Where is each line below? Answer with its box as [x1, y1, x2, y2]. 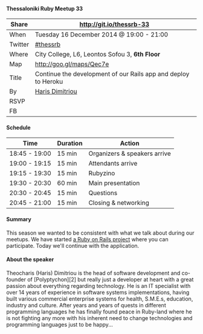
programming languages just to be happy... [6, 321, 114, 328]
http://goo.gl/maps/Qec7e [34, 60, 109, 68]
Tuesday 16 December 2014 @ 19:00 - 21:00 [34, 30, 169, 39]
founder [6, 276, 26, 283]
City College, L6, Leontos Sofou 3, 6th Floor [34, 50, 161, 59]
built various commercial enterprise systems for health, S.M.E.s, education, [6, 295, 193, 302]
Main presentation [88, 179, 140, 187]
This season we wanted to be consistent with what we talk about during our [6, 229, 195, 236]
